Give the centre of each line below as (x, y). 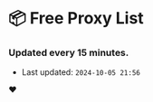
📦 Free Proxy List (76, 19)
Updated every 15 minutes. (69, 53)
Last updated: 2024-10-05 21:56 (81, 72)
